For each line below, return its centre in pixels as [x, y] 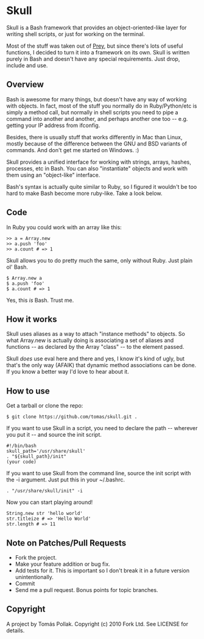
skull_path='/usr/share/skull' [46, 451]
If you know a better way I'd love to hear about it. [68, 372]
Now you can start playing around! [50, 502]
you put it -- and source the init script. [54, 435]
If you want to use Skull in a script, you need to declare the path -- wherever [102, 428]
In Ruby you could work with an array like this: [64, 227]
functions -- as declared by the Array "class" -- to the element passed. [95, 347]
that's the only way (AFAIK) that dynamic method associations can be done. [101, 365]
